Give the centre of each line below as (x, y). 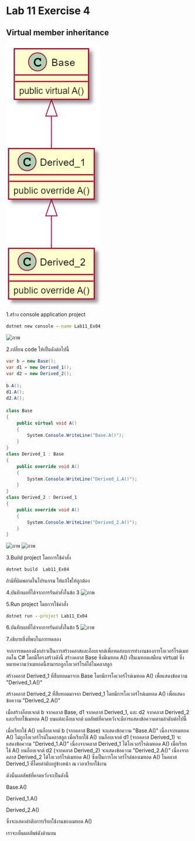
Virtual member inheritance (58, 33)
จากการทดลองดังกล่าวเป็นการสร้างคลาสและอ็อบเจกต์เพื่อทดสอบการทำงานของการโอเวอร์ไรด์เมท (97, 651)
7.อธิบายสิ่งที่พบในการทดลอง (34, 639)
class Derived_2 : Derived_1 (42, 498)
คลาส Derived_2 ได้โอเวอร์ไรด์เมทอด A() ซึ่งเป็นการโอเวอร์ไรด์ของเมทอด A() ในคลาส (92, 757)
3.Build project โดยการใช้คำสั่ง (39, 558)
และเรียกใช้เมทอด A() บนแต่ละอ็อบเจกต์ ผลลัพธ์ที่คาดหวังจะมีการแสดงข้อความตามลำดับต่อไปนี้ (96, 719)
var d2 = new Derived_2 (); (39, 373)
